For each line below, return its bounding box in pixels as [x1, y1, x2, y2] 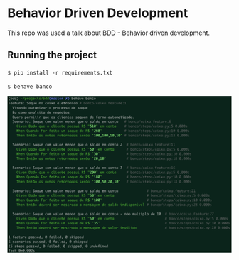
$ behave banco [7, 83, 53, 90]
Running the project [7, 49, 97, 61]
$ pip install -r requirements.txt [7, 69, 113, 76]
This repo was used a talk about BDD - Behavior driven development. [7, 28, 211, 37]
